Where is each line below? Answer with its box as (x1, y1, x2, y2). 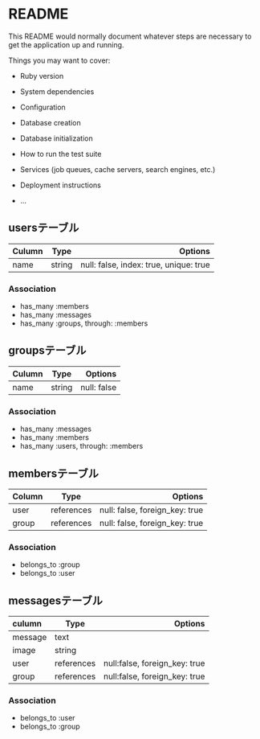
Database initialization (19, 133, 94, 143)
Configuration (19, 102, 66, 112)
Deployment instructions (19, 180, 102, 190)
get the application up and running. (8, 39, 124, 49)
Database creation (19, 117, 82, 127)
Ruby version (19, 71, 64, 80)
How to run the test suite (19, 149, 102, 158)
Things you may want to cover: (8, 55, 111, 65)
